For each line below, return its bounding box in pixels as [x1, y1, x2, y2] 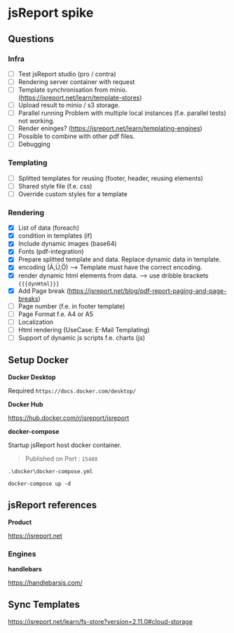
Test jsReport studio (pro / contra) [18, 69, 116, 78]
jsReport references [8, 499, 97, 511]
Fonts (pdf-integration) [18, 247, 85, 256]
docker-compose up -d [8, 480, 71, 487]
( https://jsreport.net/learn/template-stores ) [18, 93, 142, 102]
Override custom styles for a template [18, 189, 128, 198]
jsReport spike [8, 5, 94, 21]
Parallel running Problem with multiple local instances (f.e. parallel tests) [18, 109, 226, 117]
